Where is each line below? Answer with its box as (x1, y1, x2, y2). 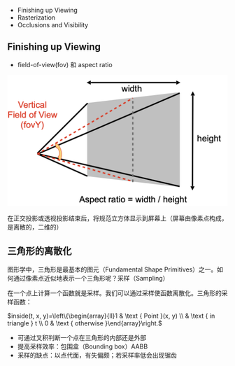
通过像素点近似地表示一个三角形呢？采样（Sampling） (13, 274, 169, 282)
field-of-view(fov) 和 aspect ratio (17, 60, 113, 69)
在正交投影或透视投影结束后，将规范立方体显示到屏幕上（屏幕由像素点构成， (7, 214, 228, 223)
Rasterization (17, 13, 56, 22)
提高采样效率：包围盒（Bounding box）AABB (17, 342, 148, 351)
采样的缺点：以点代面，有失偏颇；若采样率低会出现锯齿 (17, 351, 177, 359)
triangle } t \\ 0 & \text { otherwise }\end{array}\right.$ (7, 318, 163, 328)
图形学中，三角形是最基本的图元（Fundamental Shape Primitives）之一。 (7, 265, 218, 274)
